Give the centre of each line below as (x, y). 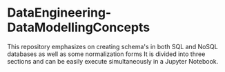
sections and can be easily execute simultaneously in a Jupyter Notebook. (113, 61)
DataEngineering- (59, 13)
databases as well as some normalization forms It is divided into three (106, 54)
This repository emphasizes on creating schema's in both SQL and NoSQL (113, 46)
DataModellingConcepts (79, 27)
